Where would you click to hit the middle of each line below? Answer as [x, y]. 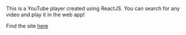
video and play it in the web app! [45, 15]
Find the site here [27, 26]
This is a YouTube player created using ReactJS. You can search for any [93, 8]
